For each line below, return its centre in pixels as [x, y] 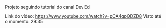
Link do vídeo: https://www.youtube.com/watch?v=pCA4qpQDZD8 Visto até [83, 16]
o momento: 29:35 [24, 21]
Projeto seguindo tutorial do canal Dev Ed [48, 7]
